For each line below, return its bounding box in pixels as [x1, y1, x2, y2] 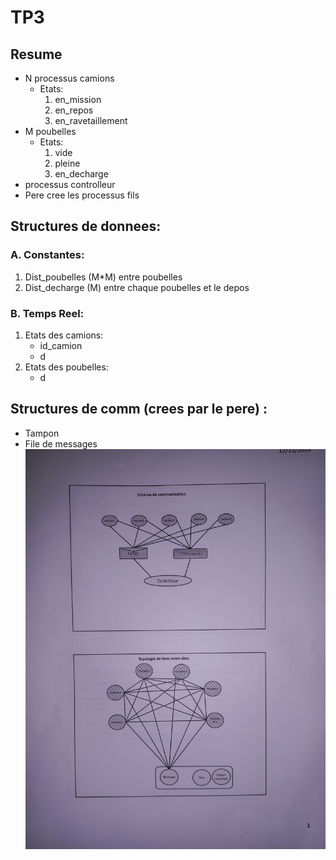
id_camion [39, 339, 83, 351]
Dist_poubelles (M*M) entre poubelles [24, 271, 183, 283]
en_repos [54, 104, 94, 116]
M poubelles [24, 126, 77, 137]
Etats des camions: [24, 329, 104, 341]
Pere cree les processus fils [24, 189, 140, 201]
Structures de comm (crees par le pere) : [10, 401, 268, 418]
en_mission [54, 94, 102, 105]
